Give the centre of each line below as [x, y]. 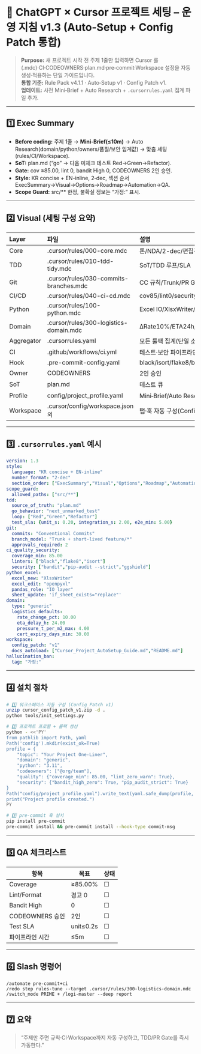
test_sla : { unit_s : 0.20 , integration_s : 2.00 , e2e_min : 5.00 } [92, 522]
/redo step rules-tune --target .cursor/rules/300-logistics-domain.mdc [99, 989]
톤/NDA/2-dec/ [161, 251]
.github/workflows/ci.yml [82, 352]
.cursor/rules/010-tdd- [80, 261]
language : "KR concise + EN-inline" [57, 472]
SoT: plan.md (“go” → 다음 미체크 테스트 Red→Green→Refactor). [93, 163]
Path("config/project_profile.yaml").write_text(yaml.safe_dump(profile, [100, 793]
